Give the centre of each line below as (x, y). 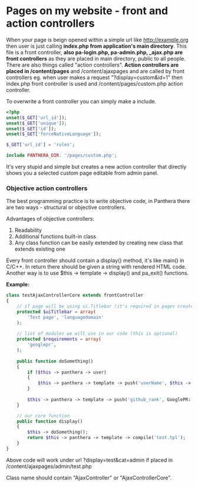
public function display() (50, 421)
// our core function (43, 416)
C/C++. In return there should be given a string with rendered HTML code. (96, 267)
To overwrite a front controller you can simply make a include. (81, 101)
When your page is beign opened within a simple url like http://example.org (97, 40)
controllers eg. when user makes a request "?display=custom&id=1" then (94, 77)
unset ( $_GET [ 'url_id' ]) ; (37, 117)
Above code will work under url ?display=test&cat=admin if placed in (90, 460)
